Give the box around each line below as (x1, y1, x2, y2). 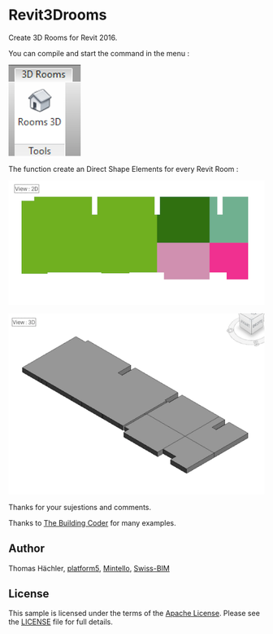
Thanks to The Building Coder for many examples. (8, 517, 176, 527)
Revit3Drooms (8, 6, 107, 24)
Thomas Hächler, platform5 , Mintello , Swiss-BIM (8, 563, 171, 573)
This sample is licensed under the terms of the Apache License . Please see (8, 609, 260, 619)
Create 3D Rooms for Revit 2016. (8, 33, 118, 42)
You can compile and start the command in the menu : (8, 48, 189, 58)
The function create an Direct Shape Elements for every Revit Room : (8, 164, 239, 174)
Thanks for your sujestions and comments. (8, 502, 152, 512)
